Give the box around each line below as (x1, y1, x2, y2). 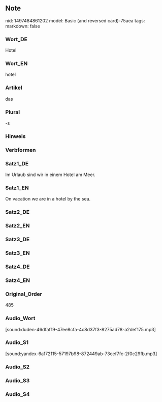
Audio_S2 (5, 363, 29, 370)
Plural (5, 108, 20, 116)
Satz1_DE (5, 160, 29, 167)
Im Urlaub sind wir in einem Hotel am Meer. (5, 171, 95, 178)
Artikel (5, 84, 22, 91)
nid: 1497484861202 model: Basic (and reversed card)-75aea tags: (5, 17, 145, 23)
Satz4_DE (5, 263, 30, 270)
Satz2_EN (5, 222, 30, 229)
